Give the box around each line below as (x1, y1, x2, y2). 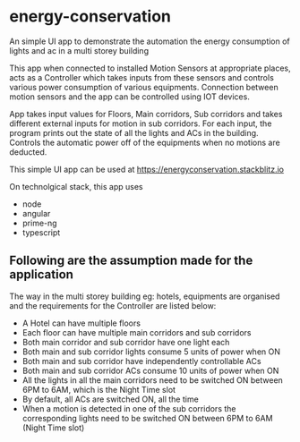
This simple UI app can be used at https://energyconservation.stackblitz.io (9, 164, 285, 174)
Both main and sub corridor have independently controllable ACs (21, 355, 261, 366)
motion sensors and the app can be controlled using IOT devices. (9, 91, 251, 102)
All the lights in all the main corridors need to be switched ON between (21, 374, 284, 386)
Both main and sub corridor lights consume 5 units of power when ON (21, 346, 280, 357)
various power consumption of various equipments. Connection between (9, 81, 279, 92)
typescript (21, 226, 61, 238)
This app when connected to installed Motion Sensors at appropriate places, (9, 63, 291, 73)
